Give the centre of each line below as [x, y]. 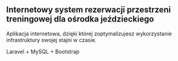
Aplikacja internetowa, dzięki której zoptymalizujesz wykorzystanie [89, 33]
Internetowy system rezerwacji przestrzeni [89, 10]
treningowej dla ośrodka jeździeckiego [80, 19]
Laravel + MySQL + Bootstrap [43, 51]
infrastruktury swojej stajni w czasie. [51, 40]
